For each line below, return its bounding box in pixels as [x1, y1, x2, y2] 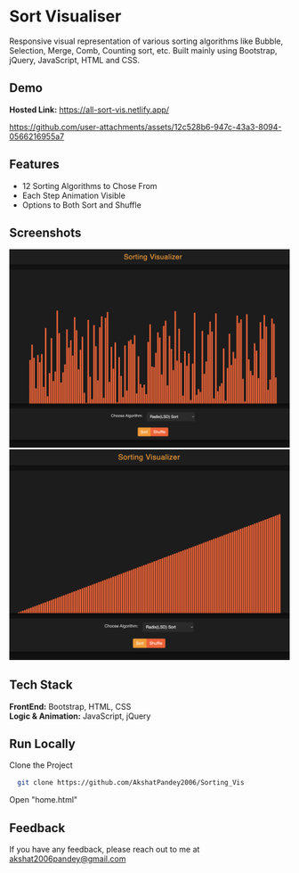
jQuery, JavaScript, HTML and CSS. [9, 54, 141, 65]
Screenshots [9, 225, 82, 240]
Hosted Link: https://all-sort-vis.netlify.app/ [9, 104, 170, 115]
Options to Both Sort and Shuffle [21, 199, 142, 210]
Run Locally [9, 736, 76, 751]
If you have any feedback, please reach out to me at [9, 844, 200, 855]
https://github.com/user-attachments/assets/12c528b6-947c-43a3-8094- [9, 121, 282, 132]
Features [9, 157, 60, 172]
